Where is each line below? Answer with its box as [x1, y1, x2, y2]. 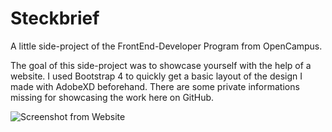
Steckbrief [10, 7, 100, 30]
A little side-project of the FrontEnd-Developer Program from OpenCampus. [10, 40, 323, 52]
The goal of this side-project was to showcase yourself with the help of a [10, 59, 312, 71]
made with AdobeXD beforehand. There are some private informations [10, 80, 300, 92]
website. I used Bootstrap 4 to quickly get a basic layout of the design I [10, 70, 303, 82]
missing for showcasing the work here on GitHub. [10, 91, 215, 103]
